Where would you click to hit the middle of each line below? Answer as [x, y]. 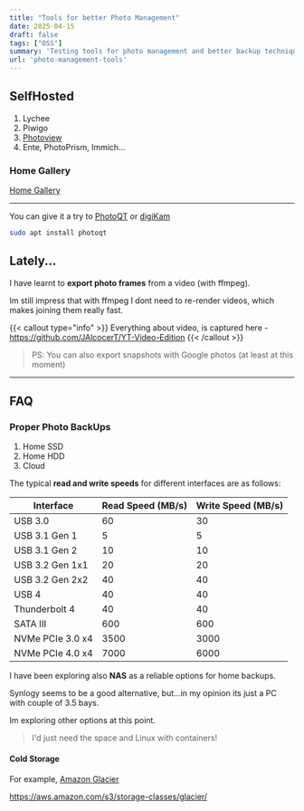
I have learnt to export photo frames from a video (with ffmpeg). [130, 282]
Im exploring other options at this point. [83, 720]
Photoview [42, 138]
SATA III [30, 624]
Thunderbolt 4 [44, 609]
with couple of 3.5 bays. [54, 703]
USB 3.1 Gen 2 [46, 550]
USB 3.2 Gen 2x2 [51, 580]
